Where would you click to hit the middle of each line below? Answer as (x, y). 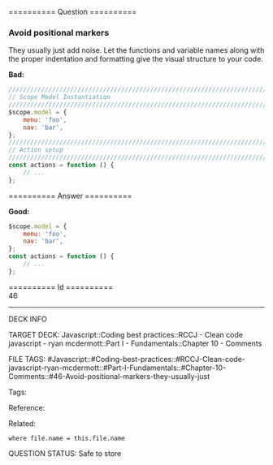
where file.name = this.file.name (67, 438)
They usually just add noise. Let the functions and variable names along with (136, 50)
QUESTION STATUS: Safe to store (65, 453)
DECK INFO (28, 319)
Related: (22, 423)
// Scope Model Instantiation (60, 97)
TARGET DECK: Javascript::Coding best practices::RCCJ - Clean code (126, 334)
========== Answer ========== (70, 196)
